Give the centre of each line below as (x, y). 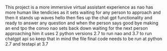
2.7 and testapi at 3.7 (27, 44)
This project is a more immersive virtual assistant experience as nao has (79, 7)
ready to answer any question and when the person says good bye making (82, 23)
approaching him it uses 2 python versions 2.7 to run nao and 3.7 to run (79, 33)
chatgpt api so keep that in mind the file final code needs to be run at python (84, 39)
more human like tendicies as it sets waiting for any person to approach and (83, 12)
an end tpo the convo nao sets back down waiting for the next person (77, 28)
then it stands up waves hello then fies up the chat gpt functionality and (79, 18)
